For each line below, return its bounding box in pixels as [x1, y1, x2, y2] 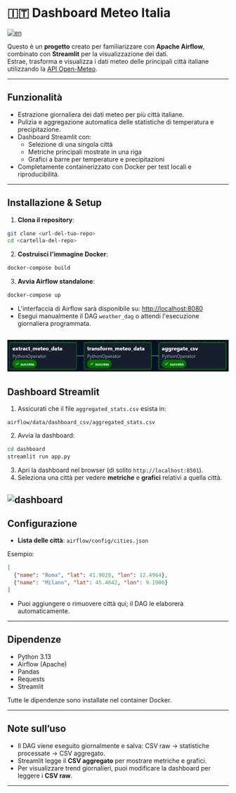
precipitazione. [17, 125, 61, 133]
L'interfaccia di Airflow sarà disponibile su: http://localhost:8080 [17, 304, 204, 313]
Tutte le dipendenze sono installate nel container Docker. [7, 695, 172, 704]
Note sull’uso [7, 723, 67, 735]
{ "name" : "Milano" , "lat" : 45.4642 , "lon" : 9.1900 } [13, 579, 169, 586]
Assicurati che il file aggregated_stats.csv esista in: [17, 405, 166, 413]
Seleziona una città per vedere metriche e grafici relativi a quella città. [17, 473, 223, 482]
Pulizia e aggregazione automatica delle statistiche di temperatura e [17, 117, 214, 126]
